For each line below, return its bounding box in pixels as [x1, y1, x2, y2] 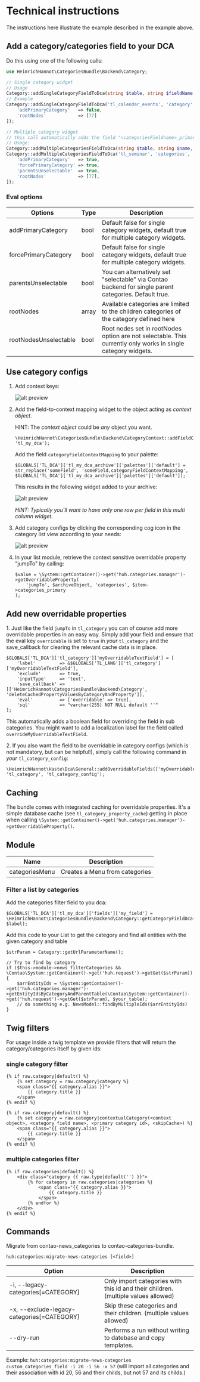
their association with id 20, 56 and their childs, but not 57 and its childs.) [6, 1369, 186, 1376]
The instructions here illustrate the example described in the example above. [6, 24, 194, 31]
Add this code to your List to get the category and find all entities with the [6, 932, 186, 939]
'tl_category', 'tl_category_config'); [6, 771, 105, 778]
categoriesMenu [9, 867, 55, 876]
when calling [6, 816, 37, 824]
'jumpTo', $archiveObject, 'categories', [26, 582, 130, 588]
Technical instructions [6, 4, 120, 18]
